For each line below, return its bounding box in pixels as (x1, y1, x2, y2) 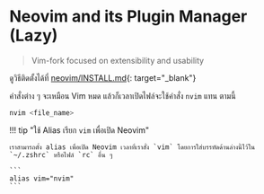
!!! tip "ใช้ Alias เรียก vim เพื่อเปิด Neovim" (9, 124, 150, 136)
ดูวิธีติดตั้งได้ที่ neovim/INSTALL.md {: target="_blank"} (9, 72, 197, 83)
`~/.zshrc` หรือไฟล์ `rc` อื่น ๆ (9, 150, 113, 159)
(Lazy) (9, 25, 58, 46)
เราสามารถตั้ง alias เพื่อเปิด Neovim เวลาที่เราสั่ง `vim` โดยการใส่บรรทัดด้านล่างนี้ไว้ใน (9, 142, 256, 152)
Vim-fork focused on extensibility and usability (31, 55, 205, 66)
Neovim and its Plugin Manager (9, 6, 248, 27)
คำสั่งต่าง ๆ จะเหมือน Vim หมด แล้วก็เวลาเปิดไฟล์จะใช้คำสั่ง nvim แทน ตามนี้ (9, 90, 236, 101)
